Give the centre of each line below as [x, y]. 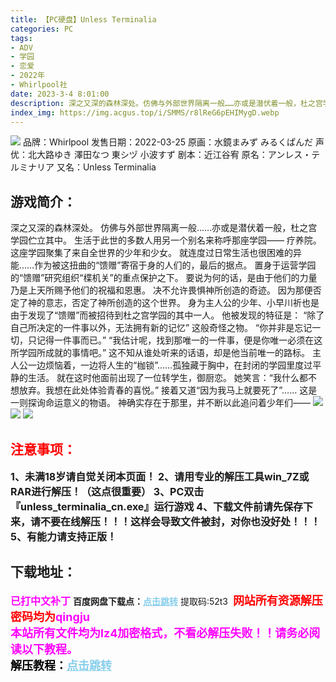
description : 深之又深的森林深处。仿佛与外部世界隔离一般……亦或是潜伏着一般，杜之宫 [166, 103]
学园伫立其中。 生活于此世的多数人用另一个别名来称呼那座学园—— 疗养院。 [166, 240]
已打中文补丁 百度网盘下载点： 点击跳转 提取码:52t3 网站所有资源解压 [166, 600]
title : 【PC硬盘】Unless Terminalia [83, 19]
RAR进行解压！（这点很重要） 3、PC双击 [107, 491]
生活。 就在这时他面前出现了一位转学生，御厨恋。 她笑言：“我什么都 [168, 378]
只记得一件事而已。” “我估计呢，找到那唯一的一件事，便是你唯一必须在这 [175, 340]
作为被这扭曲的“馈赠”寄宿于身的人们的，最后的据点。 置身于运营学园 [175, 265]
